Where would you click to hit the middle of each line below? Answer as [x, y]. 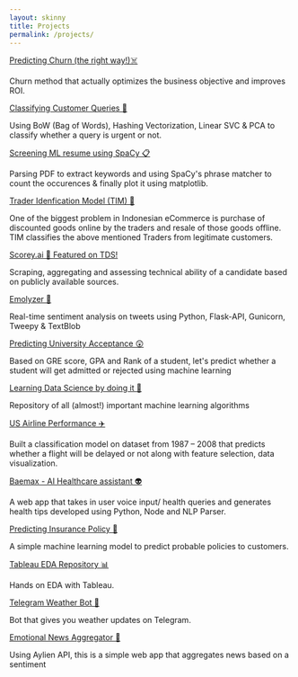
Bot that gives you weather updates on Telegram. [100, 620]
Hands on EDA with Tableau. [62, 585]
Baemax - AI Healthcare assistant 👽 [76, 481]
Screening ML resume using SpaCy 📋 [80, 153]
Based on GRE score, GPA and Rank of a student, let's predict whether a [143, 361]
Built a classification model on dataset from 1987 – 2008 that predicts [137, 444]
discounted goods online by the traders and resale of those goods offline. [145, 228]
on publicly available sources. [64, 282]
